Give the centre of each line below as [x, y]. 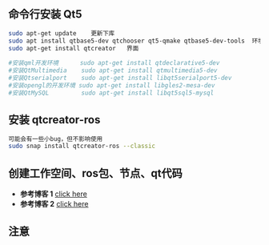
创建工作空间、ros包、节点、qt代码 [95, 173]
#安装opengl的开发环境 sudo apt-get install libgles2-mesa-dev [112, 85]
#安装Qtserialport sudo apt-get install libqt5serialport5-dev [120, 78]
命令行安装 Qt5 [45, 14]
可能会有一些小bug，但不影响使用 [55, 139]
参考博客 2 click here [54, 204]
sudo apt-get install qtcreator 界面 [74, 48]
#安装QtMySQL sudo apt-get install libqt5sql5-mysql [111, 93]
